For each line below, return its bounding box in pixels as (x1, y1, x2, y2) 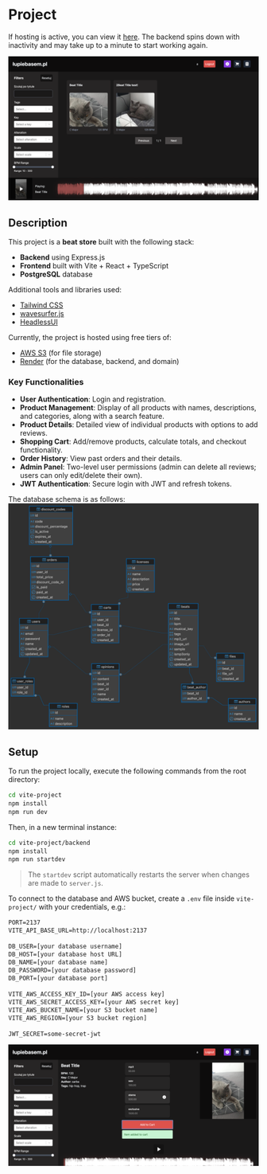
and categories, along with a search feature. (19, 412, 165, 421)
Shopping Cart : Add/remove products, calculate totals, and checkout (19, 436, 247, 447)
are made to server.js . (27, 879, 103, 888)
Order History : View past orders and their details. (19, 454, 183, 464)
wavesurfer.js (19, 309, 64, 319)
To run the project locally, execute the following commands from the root (8, 766, 246, 776)
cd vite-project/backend (8, 839, 91, 847)
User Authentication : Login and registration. (19, 394, 167, 404)
